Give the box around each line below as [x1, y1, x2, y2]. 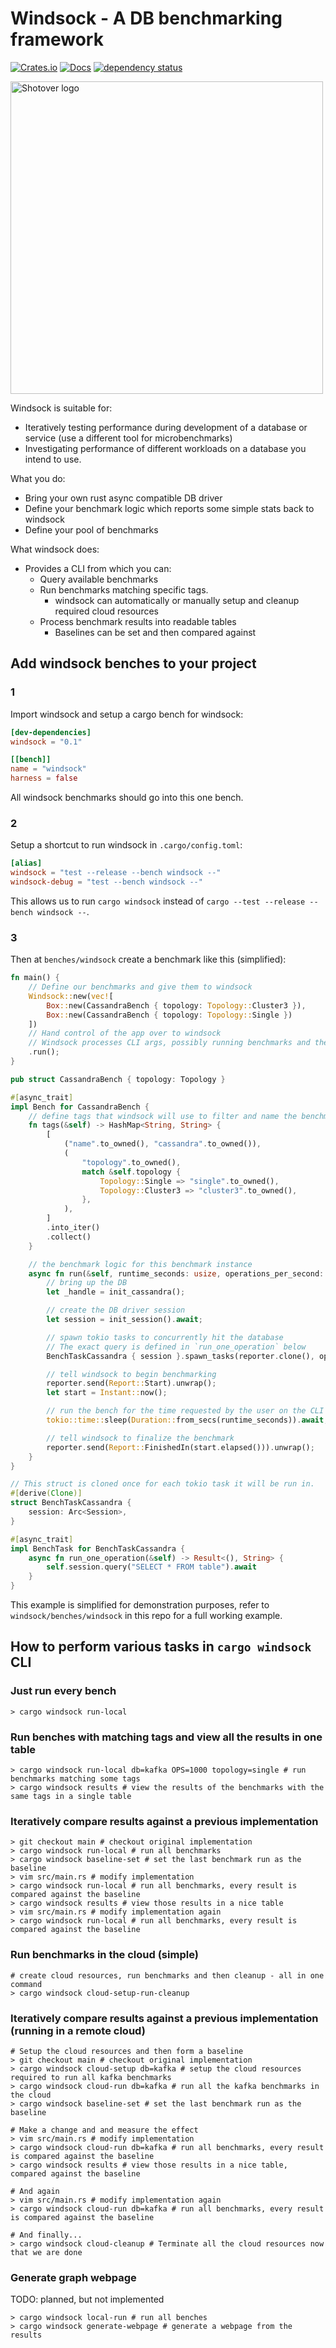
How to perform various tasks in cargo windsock [10, 1638, 312, 1656]
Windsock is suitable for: [10, 402, 113, 414]
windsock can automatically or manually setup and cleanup [54, 594, 300, 606]
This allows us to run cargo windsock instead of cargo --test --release [10, 895, 306, 907]
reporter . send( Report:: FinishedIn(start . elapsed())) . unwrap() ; [46, 1442, 315, 1452]
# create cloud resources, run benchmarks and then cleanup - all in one [10, 1970, 325, 1981]
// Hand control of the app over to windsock [28, 1028, 222, 1039]
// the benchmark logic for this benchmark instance [28, 1259, 253, 1269]
